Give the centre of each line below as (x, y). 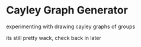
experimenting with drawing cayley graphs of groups (70, 26)
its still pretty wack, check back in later (54, 38)
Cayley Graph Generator (67, 10)
